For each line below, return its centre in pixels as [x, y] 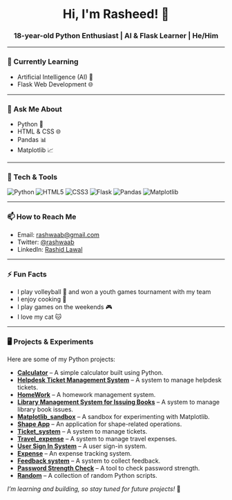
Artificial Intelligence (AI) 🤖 [55, 77]
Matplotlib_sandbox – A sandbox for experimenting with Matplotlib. [114, 417]
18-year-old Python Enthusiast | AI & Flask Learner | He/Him [116, 36]
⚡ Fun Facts [27, 274]
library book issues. [45, 409]
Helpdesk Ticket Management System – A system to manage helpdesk [119, 380]
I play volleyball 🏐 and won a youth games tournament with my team [114, 291]
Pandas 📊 [32, 140]
